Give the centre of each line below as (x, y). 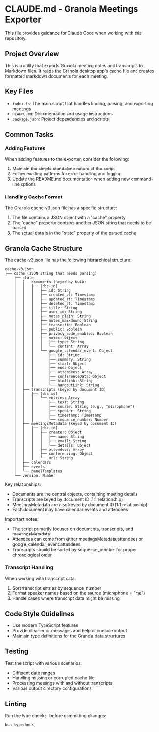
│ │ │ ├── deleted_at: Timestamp (55, 304)
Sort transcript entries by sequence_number (57, 588)
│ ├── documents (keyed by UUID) (50, 282)
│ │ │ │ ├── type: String (49, 342)
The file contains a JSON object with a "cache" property (69, 217)
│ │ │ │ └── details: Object (52, 446)
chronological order (32, 555)
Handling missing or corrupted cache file (53, 678)
